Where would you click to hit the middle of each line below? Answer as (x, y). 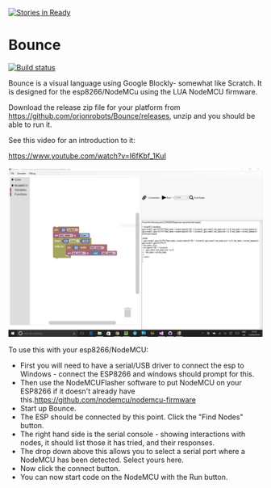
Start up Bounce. (48, 408)
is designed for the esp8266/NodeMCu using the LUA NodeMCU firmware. (133, 91)
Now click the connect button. (70, 468)
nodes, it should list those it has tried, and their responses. (117, 442)
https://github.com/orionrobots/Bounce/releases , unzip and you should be (132, 116)
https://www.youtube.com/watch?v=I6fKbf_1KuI (88, 156)
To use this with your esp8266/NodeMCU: (79, 349)
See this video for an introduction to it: (72, 140)
